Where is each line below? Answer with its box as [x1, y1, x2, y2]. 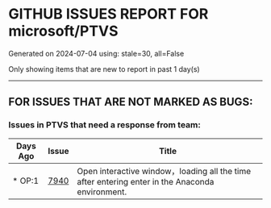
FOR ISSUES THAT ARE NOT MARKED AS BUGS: [8, 95, 253, 109]
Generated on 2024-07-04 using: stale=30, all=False [8, 48, 185, 58]
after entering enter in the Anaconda [77, 176, 215, 187]
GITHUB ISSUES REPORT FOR [8, 5, 209, 23]
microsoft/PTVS [8, 22, 119, 40]
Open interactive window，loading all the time [77, 165, 252, 177]
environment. [77, 186, 127, 198]
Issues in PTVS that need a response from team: [8, 119, 202, 131]
